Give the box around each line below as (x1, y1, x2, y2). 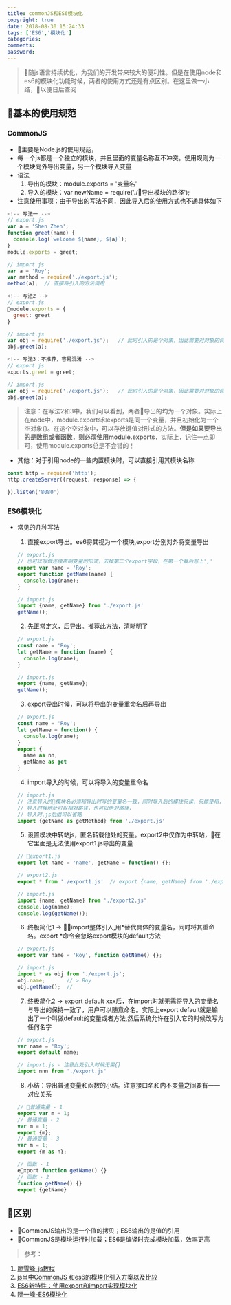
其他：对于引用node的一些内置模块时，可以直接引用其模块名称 (16, 456, 195, 464)
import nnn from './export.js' (16, 1068, 107, 1075)
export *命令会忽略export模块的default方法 (39, 931, 162, 940)
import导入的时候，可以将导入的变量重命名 (27, 778, 149, 786)
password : (7, 49, 36, 56)
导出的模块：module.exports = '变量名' (27, 180, 137, 188)
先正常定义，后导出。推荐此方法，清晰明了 (27, 622, 148, 630)
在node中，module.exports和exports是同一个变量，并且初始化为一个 (23, 416, 219, 424)
